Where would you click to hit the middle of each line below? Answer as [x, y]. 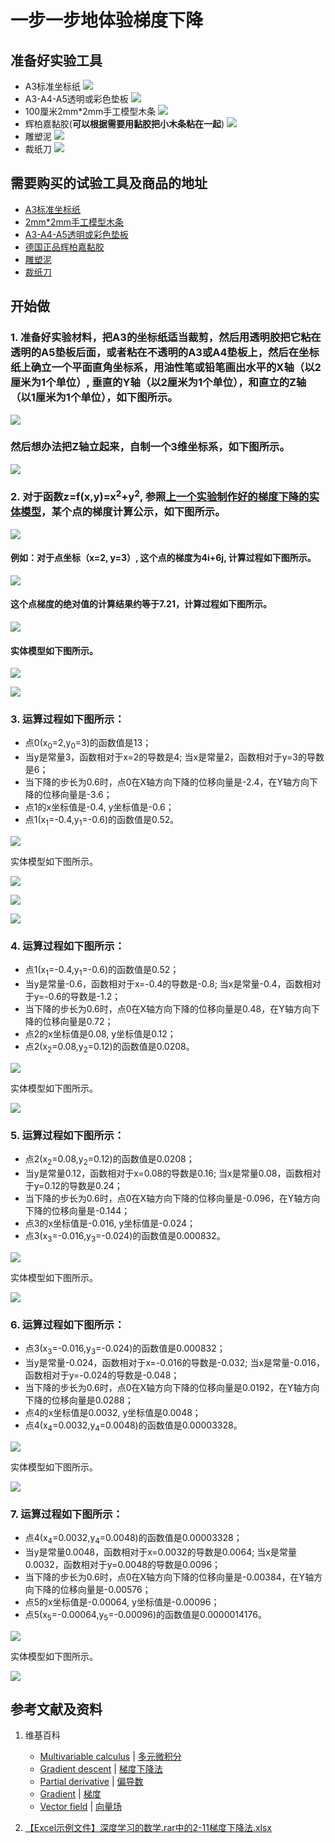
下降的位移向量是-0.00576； [92, 1589]
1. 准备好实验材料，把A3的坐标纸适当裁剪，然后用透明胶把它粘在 [166, 338]
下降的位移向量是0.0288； [79, 1400]
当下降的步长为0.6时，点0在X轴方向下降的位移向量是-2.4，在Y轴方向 [167, 782]
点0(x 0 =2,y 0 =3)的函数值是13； [88, 744]
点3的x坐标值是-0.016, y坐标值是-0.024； [110, 1223]
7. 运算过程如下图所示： [66, 1514]
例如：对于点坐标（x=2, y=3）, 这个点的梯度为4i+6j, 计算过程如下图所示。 [163, 558]
